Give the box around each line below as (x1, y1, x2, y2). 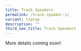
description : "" (5, 21, 40, 27)
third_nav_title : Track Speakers (5, 26, 76, 31)
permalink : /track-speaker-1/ (5, 12, 70, 17)
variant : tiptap (5, 17, 40, 22)
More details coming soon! (5, 40, 61, 46)
